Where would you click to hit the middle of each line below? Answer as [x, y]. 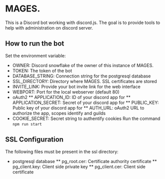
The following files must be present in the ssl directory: [62, 151]
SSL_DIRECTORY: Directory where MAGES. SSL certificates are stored [85, 81]
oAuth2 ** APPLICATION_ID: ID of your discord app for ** [71, 97]
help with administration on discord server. [49, 27]
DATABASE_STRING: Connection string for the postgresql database [81, 76]
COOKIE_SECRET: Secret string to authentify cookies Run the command [86, 118]
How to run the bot [35, 44]
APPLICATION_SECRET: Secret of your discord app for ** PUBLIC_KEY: [85, 102]
